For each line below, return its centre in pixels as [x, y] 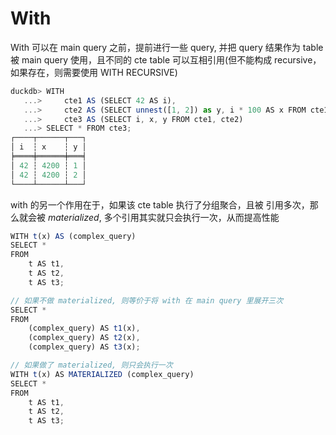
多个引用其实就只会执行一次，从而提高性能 [191, 217]
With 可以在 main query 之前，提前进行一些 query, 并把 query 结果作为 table [167, 47]
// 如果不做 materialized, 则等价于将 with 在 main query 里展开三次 [147, 300]
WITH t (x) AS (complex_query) [73, 236]
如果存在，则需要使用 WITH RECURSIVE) [94, 72]
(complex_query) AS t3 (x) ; [84, 347]
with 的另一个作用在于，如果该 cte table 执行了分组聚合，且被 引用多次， [160, 204]
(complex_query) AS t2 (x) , [84, 338]
